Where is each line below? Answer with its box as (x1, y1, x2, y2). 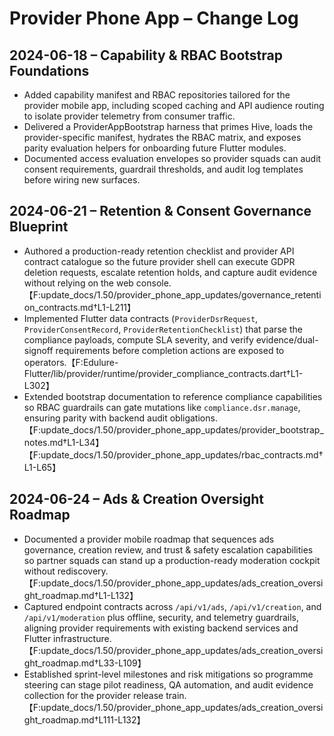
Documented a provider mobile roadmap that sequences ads (23, 533, 275, 545)
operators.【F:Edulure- (23, 356, 119, 368)
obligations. (169, 412, 218, 424)
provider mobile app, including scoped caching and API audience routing (23, 100, 325, 111)
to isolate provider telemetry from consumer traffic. (23, 110, 236, 122)
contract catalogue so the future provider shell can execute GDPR (23, 255, 296, 267)
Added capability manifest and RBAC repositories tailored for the (23, 89, 291, 101)
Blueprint (9, 218, 69, 236)
